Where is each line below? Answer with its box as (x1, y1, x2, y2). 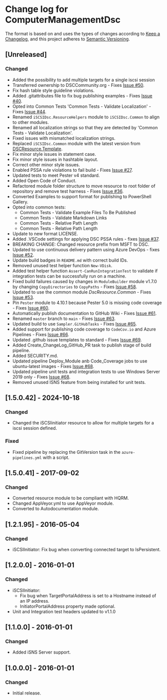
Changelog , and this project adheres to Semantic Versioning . (5, 36, 130, 42)
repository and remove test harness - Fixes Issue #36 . (12, 188, 124, 194)
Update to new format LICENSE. (12, 231, 78, 237)
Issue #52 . (12, 252, 34, 258)
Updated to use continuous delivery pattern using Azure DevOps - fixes (12, 246, 160, 253)
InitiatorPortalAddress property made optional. (19, 603, 116, 609)
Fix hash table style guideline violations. (12, 87, 95, 93)
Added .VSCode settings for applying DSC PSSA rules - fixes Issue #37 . (12, 236, 160, 242)
